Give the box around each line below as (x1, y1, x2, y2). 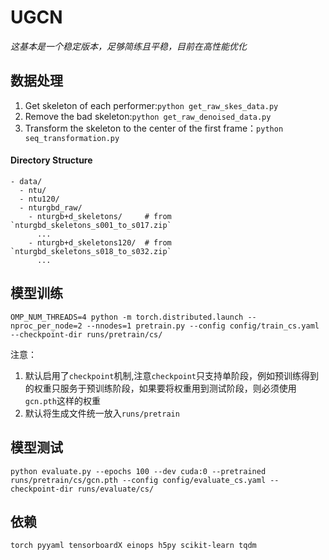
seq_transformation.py (24, 133, 120, 143)
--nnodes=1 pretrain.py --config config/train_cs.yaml (86, 321, 320, 331)
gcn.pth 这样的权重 (24, 394, 101, 406)
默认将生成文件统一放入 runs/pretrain (24, 407, 180, 419)
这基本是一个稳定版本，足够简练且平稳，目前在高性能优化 (10, 40, 247, 52)
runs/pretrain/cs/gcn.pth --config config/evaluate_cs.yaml (10, 475, 267, 485)
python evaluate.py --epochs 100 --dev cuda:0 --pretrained (10, 466, 267, 476)
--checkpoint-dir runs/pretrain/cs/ (10, 329, 163, 340)
